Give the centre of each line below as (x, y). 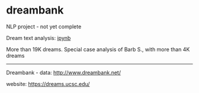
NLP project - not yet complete (44, 26)
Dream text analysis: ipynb (38, 38)
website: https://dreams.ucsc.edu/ (48, 84)
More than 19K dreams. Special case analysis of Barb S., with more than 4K (98, 49)
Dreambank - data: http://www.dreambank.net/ (64, 72)
